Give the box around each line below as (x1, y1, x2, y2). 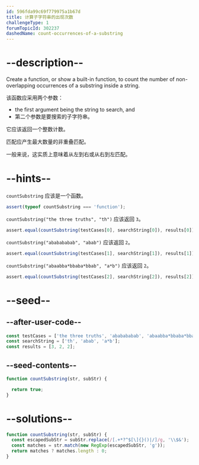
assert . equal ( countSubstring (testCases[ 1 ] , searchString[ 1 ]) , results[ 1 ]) (6, 250, 195, 256)
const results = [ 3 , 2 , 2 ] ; (6, 344, 76, 350)
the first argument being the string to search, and (14, 106, 135, 113)
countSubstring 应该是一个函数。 (6, 192, 87, 199)
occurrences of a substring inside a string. (36, 82, 140, 89)
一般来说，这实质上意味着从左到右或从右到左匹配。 (6, 151, 131, 158)
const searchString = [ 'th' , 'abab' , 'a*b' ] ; (6, 338, 120, 344)
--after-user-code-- (6, 317, 82, 327)
